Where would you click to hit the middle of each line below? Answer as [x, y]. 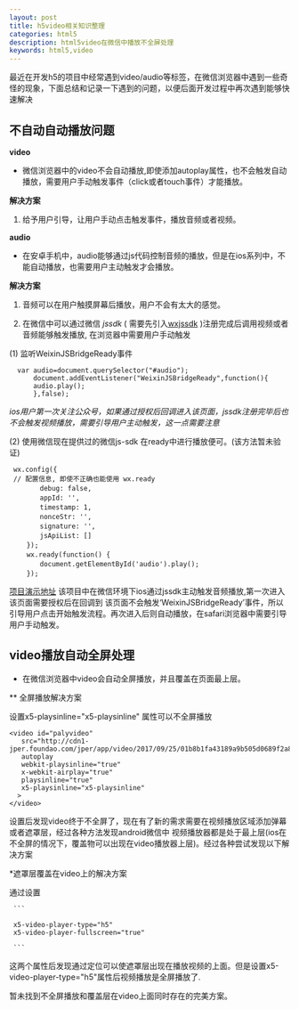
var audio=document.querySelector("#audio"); [103, 370]
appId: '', [60, 498]
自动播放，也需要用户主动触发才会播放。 [104, 266]
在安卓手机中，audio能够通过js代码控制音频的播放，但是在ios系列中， [150, 256]
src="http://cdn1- [55, 741]
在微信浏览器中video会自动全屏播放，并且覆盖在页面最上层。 [134, 679]
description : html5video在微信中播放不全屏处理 [92, 42]
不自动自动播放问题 [62, 130]
